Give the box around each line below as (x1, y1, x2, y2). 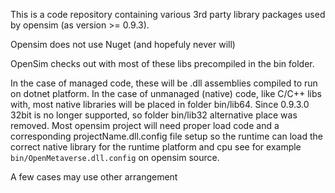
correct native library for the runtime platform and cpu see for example (10, 141, 302, 153)
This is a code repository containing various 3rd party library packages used (10, 9, 326, 20)
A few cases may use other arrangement (10, 171, 178, 183)
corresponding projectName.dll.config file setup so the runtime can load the (10, 130, 323, 142)
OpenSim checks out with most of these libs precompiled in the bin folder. (10, 58, 315, 69)
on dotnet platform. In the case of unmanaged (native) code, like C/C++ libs (10, 88, 322, 99)
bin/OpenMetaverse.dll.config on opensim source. (10, 152, 220, 163)
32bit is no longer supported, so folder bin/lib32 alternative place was (10, 109, 298, 121)
